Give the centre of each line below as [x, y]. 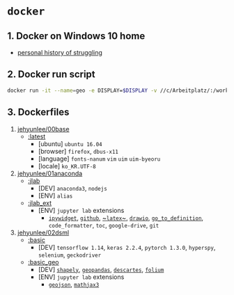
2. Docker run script [51, 74]
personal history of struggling [60, 53]
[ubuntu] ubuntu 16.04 [70, 143]
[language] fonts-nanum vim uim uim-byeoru [99, 159]
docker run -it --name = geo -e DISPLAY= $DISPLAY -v [82, 90]
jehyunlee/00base [43, 129]
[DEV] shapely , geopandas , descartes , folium [101, 269]
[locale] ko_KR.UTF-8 [67, 166]
